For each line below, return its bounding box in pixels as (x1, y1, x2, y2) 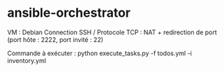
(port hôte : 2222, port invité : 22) (7, 35, 103, 43)
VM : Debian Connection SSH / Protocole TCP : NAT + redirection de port (7, 28, 218, 36)
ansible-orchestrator (7, 5, 131, 21)
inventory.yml (7, 56, 47, 64)
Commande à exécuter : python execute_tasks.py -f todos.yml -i (7, 49, 192, 57)
